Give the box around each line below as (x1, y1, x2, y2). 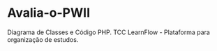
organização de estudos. (7, 35, 79, 43)
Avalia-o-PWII (7, 5, 91, 21)
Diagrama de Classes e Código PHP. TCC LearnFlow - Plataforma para (7, 28, 211, 36)
